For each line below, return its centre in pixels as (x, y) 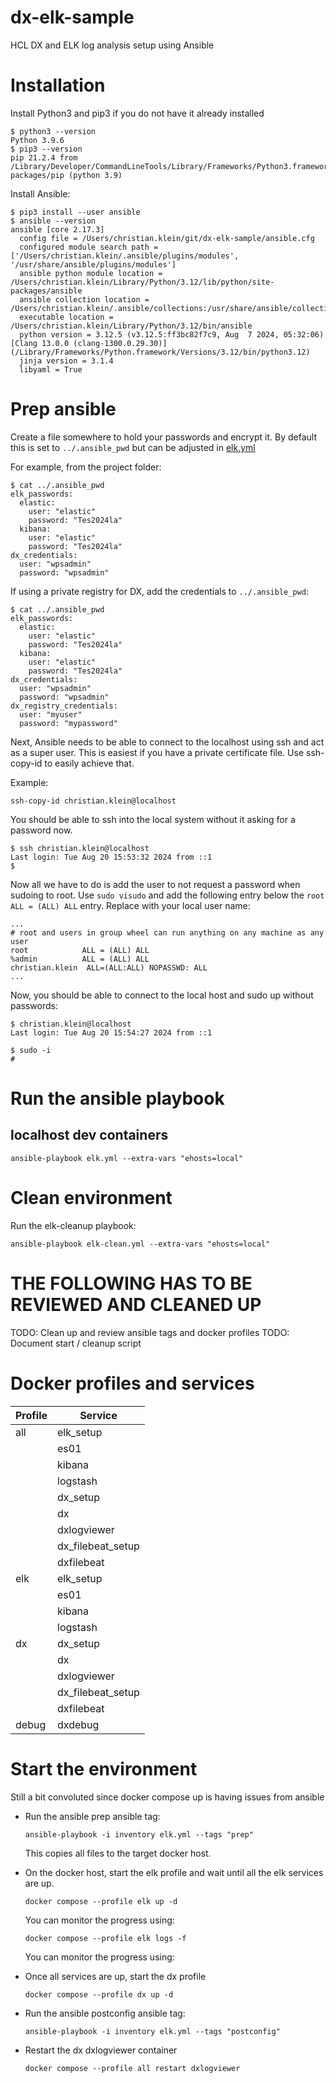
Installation (58, 85)
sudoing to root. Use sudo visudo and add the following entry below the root (167, 895)
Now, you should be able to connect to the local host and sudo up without (162, 995)
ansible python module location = (91, 273)
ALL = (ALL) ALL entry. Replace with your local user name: (130, 905)
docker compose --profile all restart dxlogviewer (132, 2068)
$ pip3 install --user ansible (75, 212)
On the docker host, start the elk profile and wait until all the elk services (174, 1872)
